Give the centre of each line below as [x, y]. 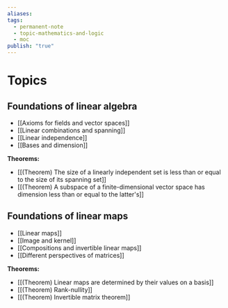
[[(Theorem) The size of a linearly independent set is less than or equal [119, 172]
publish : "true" [31, 46]
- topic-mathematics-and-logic [59, 33]
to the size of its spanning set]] [62, 179]
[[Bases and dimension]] [52, 145]
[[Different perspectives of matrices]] [71, 255]
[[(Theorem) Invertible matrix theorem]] [74, 297]
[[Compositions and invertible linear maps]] [79, 247]
